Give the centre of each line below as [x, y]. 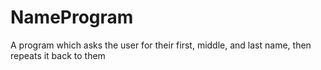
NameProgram [72, 17]
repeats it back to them [58, 55]
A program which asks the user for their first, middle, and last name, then [161, 45]
